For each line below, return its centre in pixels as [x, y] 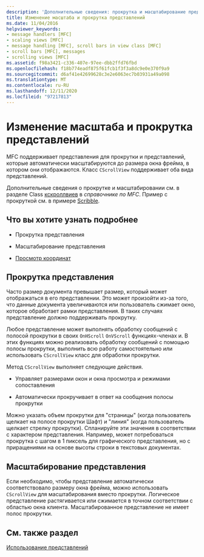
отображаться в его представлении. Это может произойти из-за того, [97, 298]
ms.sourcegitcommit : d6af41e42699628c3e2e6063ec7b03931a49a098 [88, 74]
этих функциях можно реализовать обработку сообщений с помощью [98, 342]
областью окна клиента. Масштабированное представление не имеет [98, 507]
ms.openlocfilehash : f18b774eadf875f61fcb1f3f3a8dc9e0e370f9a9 [88, 68]
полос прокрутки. [29, 514]
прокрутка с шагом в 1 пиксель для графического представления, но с [98, 441]
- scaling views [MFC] [35, 40]
